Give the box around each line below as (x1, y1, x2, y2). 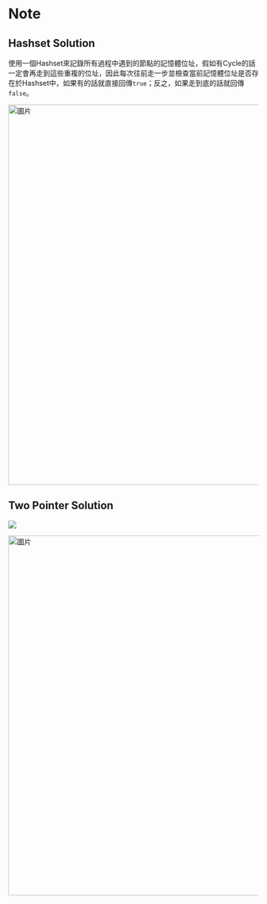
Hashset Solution (8, 37, 95, 50)
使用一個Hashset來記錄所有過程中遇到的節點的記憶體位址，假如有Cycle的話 (8, 59, 256, 68)
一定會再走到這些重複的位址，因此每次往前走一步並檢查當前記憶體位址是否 (8, 68, 252, 78)
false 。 (8, 88, 33, 98)
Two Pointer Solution (8, 499, 114, 512)
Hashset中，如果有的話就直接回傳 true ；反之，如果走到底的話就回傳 (21, 79, 245, 87)
